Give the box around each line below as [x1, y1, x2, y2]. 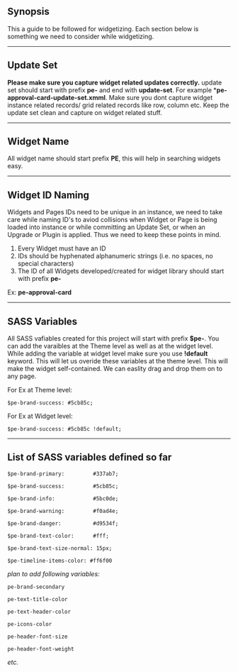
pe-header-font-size [7, 633, 69, 640]
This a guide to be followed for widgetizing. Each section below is [7, 24, 199, 33]
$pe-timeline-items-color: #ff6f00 [7, 557, 113, 564]
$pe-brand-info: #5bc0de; [7, 495, 119, 502]
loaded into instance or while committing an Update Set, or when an [7, 223, 205, 231]
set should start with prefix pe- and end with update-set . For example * [7, 85, 217, 94]
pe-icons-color [7, 620, 52, 627]
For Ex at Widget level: [7, 412, 73, 421]
